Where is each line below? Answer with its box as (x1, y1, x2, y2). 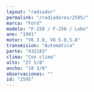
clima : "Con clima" (6, 54, 56, 60)
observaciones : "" (6, 71, 53, 77)
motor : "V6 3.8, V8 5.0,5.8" (6, 37, 81, 43)
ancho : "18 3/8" (6, 65, 48, 71)
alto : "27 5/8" (6, 59, 45, 65)
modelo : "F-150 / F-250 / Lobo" (6, 25, 89, 32)
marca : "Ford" (6, 20, 43, 26)
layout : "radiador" (6, 8, 56, 15)
